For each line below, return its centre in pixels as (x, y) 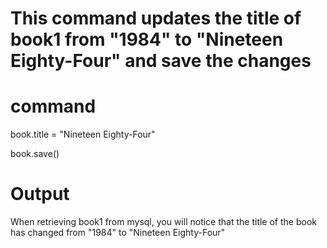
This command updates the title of (156, 18)
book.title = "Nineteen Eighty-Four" (83, 134)
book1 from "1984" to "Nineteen (147, 39)
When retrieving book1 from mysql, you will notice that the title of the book (163, 222)
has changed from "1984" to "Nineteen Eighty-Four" (118, 233)
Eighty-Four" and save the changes (161, 61)
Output (40, 194)
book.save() (35, 154)
